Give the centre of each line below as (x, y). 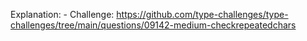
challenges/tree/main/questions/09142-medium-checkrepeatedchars (153, 25)
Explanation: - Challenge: (62, 14)
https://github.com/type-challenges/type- (202, 14)
